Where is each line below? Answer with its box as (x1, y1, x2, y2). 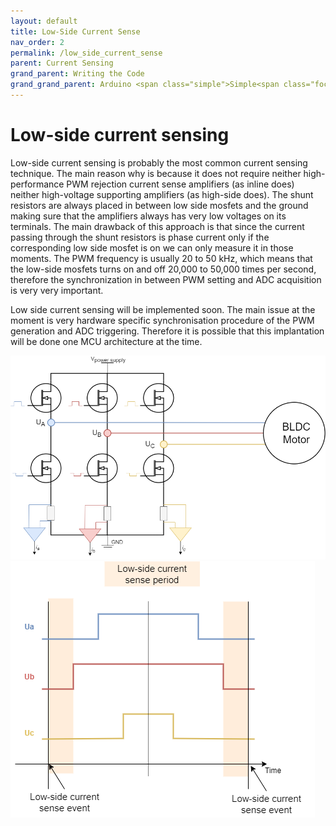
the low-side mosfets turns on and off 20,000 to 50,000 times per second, (10, 263, 317, 275)
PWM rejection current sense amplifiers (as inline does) (66, 178, 295, 190)
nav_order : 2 (10, 37, 65, 47)
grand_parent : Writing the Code (10, 69, 145, 79)
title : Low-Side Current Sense (10, 26, 141, 37)
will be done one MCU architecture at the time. (10, 335, 203, 347)
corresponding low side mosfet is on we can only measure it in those (10, 241, 294, 254)
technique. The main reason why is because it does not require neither (10, 167, 302, 179)
